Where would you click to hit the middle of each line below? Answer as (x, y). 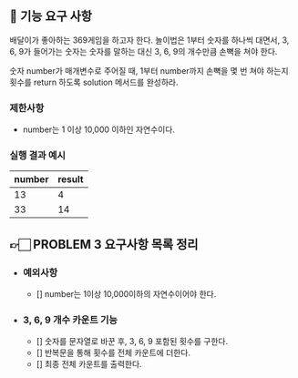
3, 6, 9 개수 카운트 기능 (70, 320)
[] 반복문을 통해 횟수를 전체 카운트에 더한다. (113, 352)
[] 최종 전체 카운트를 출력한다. (89, 364)
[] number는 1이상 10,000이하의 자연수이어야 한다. (126, 294)
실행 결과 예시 (38, 156)
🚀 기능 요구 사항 (51, 16)
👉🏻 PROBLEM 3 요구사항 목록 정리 (104, 244)
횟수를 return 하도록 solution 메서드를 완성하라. (94, 82)
